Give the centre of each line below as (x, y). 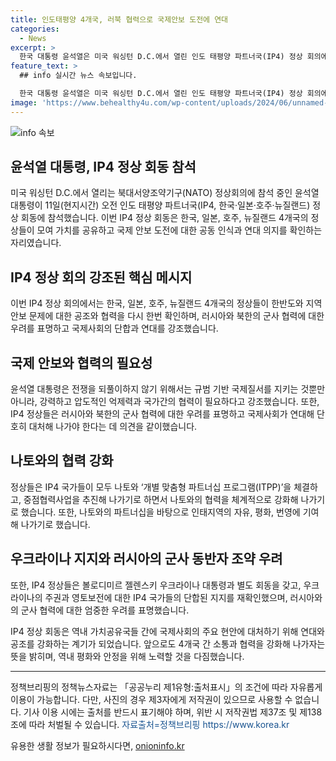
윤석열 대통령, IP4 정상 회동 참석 (103, 167)
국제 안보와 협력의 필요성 (81, 362)
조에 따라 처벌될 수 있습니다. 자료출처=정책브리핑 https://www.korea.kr (150, 724)
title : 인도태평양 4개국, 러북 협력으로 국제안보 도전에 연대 (119, 19)
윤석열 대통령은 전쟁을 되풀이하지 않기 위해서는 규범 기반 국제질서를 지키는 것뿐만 (168, 389)
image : (24, 102)
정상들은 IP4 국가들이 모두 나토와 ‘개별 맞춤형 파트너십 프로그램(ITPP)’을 (151, 487)
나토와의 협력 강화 (62, 461)
